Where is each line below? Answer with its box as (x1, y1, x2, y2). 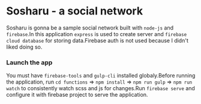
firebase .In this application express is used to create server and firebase (6, 30, 187, 37)
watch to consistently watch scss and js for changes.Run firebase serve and (6, 85, 195, 92)
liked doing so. (6, 43, 43, 50)
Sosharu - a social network (6, 4, 143, 18)
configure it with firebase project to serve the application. (6, 91, 148, 99)
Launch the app (6, 58, 53, 67)
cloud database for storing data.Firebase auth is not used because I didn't (6, 37, 189, 44)
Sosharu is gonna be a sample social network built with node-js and (6, 24, 174, 31)
